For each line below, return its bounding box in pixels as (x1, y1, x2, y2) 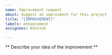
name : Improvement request (5, 7, 62, 12)
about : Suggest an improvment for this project (5, 12, 107, 17)
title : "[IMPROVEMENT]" (5, 16, 55, 21)
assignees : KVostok (5, 26, 46, 31)
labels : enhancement (5, 21, 49, 26)
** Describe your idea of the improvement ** (5, 44, 98, 50)
